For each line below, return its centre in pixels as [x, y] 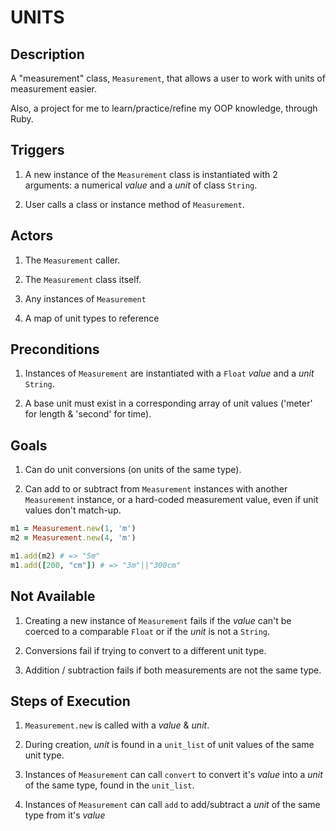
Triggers [37, 150]
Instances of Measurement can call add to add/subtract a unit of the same [172, 805]
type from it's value [65, 815]
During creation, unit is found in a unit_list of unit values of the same [169, 745]
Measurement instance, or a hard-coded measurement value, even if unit [171, 500]
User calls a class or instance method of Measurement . [134, 204]
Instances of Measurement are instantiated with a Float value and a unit [169, 373]
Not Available [53, 596]
